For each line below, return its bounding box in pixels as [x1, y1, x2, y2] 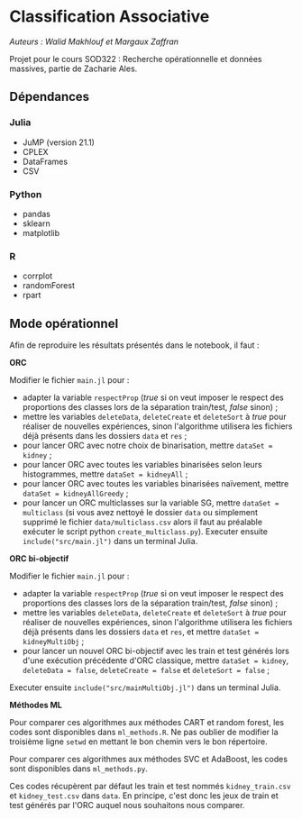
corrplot [22, 270, 53, 281]
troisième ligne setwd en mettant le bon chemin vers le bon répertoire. [9, 736, 268, 747]
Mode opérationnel [9, 315, 119, 331]
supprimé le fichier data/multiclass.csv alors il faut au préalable [22, 516, 263, 528]
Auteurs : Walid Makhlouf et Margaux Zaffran [9, 36, 178, 47]
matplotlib [22, 227, 60, 238]
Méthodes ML [9, 700, 63, 711]
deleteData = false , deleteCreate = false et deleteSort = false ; [22, 665, 270, 676]
